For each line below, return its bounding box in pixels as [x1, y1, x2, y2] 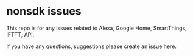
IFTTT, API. [6, 30, 35, 38]
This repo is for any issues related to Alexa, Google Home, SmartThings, [6, 24, 187, 32]
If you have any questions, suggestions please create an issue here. [6, 43, 177, 50]
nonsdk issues [6, 4, 82, 18]
